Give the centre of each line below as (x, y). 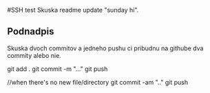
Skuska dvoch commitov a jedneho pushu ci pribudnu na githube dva (105, 48)
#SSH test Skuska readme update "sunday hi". (73, 10)
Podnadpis (31, 31)
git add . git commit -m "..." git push (57, 69)
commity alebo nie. (34, 55)
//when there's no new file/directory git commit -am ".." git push (97, 82)
